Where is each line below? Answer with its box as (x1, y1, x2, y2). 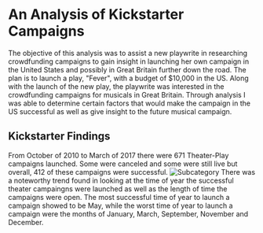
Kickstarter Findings (8, 130, 111, 143)
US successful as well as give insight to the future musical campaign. (8, 106, 232, 116)
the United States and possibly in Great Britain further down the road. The (8, 65, 247, 74)
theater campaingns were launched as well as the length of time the (8, 183, 228, 194)
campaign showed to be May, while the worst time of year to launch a (8, 201, 233, 210)
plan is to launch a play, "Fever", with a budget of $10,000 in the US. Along (8, 73, 249, 83)
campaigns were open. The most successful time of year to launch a (8, 192, 230, 202)
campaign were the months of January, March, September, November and (8, 209, 249, 218)
